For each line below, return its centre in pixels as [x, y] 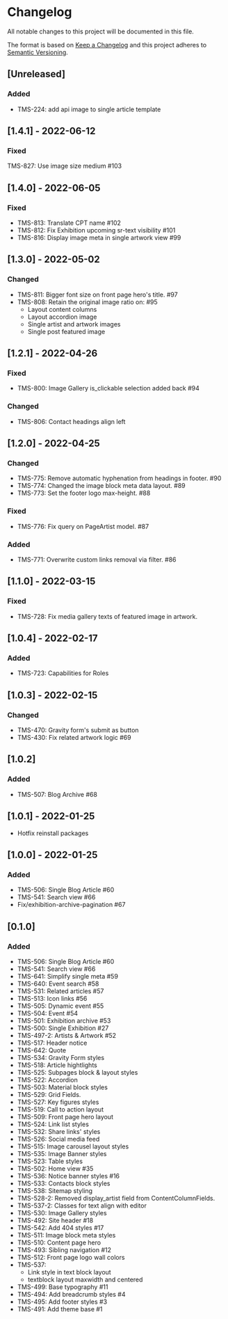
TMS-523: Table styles [50, 1161]
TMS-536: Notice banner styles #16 [68, 1176]
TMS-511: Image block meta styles [66, 1235]
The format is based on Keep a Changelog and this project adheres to [107, 45]
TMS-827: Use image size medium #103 [65, 166]
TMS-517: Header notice [52, 1043]
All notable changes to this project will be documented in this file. [101, 31]
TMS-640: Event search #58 [58, 984]
